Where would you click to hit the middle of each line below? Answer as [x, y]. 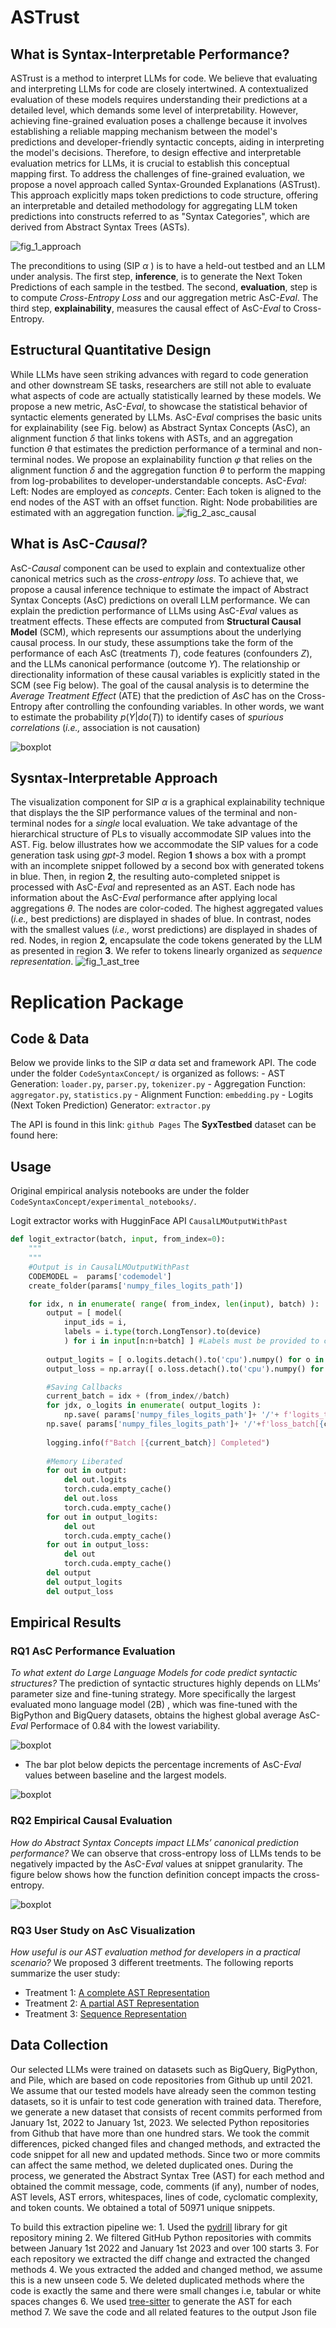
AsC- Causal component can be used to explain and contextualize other [158, 568]
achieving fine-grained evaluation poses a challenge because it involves [159, 120]
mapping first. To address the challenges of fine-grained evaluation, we [157, 174]
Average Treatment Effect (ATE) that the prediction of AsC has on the [153, 695]
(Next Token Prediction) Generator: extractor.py [110, 1105]
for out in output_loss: [98, 1545]
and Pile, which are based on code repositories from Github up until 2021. [161, 2080]
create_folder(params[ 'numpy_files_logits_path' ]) [136, 1286]
